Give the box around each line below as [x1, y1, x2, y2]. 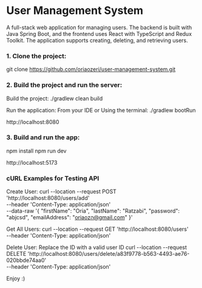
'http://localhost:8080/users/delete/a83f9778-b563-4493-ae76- [27, 250, 190, 258]
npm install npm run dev [6, 147, 67, 154]
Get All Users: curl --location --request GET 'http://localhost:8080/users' [6, 225, 189, 233]
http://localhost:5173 [6, 159, 58, 166]
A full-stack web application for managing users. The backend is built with [6, 24, 192, 31]
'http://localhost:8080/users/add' [6, 194, 90, 202]
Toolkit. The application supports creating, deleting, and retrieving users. [6, 36, 188, 44]
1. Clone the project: [6, 52, 67, 60]
